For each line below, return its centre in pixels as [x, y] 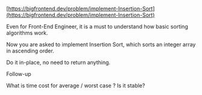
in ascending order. [30, 51]
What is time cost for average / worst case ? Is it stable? [76, 85]
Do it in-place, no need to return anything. [58, 62]
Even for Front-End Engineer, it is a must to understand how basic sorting [97, 27]
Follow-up [19, 74]
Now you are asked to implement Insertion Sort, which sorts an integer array [101, 45]
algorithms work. [27, 33]
